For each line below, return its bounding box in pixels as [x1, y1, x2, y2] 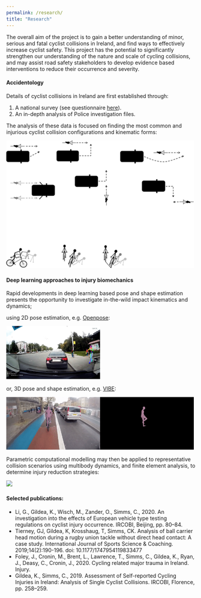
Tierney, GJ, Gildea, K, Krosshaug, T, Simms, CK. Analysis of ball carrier [14, 527, 193, 534]
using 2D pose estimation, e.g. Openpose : [6, 314, 110, 322]
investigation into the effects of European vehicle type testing [14, 514, 167, 522]
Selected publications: [6, 495, 64, 502]
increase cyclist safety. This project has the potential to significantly [6, 46, 174, 53]
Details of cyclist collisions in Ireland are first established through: [6, 92, 169, 99]
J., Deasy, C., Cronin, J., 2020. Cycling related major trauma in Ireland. [14, 559, 189, 566]
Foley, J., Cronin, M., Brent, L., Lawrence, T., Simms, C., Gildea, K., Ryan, [14, 553, 195, 560]
